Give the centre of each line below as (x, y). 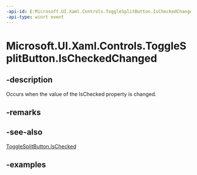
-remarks (23, 112)
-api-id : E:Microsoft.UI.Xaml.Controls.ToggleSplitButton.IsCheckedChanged (101, 11)
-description (29, 80)
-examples (26, 165)
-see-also (24, 132)
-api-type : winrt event (35, 17)
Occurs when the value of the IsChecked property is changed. (81, 94)
